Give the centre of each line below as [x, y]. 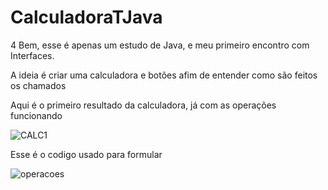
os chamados [38, 85]
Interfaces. [32, 55]
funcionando [36, 115]
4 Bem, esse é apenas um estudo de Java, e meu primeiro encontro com [160, 45]
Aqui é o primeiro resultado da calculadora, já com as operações [143, 105]
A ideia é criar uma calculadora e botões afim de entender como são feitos [164, 75]
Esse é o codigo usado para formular [86, 154]
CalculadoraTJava [86, 17]
